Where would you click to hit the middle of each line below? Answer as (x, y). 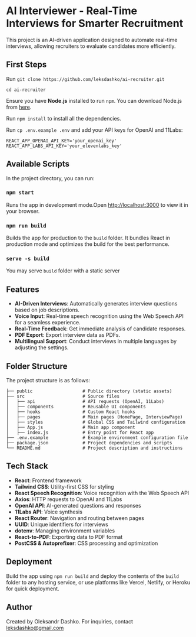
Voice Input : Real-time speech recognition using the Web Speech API (99, 316)
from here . (19, 107)
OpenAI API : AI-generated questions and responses (78, 505)
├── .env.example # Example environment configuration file (97, 438)
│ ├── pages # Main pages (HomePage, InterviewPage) (94, 417)
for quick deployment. (33, 589)
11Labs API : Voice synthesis (48, 512)
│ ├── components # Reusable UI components (76, 407)
